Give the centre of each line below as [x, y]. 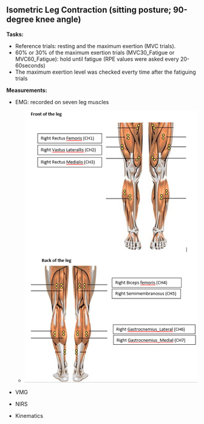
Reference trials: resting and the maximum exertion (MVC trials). [95, 46]
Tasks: [15, 34]
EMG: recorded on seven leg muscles [62, 102]
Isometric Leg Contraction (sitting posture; [89, 10]
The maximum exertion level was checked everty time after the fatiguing [105, 72]
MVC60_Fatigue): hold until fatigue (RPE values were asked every [97, 59]
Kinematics [29, 415]
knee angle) [58, 20]
